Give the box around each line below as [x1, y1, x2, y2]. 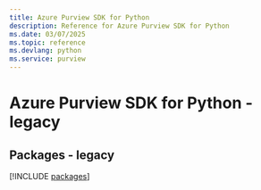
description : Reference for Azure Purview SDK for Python [9, 21, 230, 30]
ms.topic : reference [9, 37, 87, 47]
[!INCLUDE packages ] [9, 171, 90, 181]
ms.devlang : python [9, 46, 82, 55]
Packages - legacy [9, 147, 114, 162]
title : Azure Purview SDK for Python [9, 12, 150, 22]
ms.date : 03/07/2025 [9, 29, 87, 38]
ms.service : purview [9, 54, 87, 63]
